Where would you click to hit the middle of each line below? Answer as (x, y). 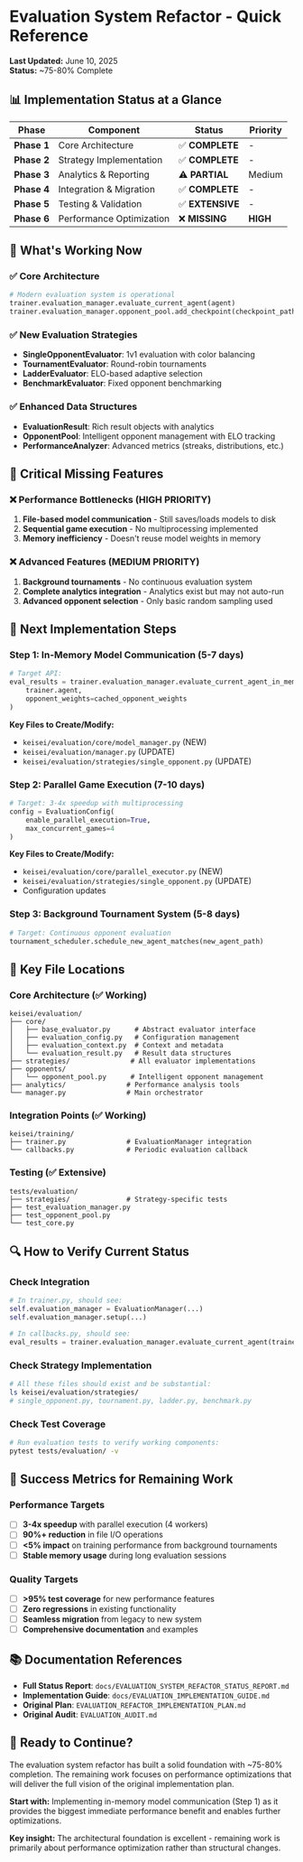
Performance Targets (57, 1505)
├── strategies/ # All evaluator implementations (133, 1061)
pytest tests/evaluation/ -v (64, 1451)
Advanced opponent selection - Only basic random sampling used (147, 600)
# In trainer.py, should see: (66, 1301)
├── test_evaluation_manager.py (70, 1207)
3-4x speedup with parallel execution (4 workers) (115, 1524)
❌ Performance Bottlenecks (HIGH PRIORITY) (110, 499)
